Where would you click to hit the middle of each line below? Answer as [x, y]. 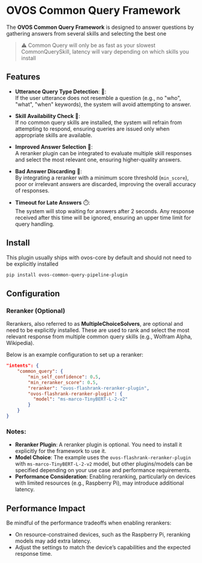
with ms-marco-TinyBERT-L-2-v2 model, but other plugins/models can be [104, 464]
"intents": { [23, 366]
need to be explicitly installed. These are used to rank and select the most [98, 330]
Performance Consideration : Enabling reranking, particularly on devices [105, 477]
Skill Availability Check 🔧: [47, 116]
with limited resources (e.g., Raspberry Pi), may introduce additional [99, 483]
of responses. [32, 190]
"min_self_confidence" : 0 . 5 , [65, 377]
